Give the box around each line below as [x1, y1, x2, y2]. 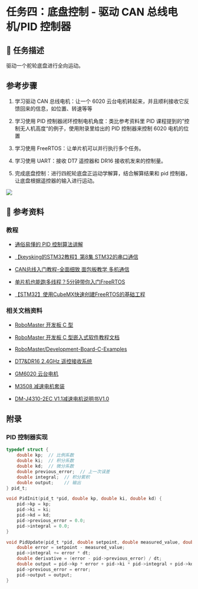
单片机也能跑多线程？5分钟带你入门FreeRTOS [14, 278, 126, 285]
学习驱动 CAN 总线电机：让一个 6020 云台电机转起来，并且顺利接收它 [14, 98, 184, 105]
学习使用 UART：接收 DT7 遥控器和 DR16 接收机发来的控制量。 [14, 157, 167, 164]
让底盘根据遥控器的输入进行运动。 [14, 177, 98, 184]
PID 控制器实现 [6, 433, 48, 441]
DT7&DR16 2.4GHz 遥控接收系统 [14, 357, 93, 365]
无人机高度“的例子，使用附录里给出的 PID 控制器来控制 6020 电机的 [19, 125, 184, 132]
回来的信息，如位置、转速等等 [19, 105, 93, 112]
